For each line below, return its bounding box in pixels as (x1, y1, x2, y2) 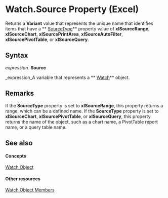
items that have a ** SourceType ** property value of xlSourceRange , (5, 25, 150, 31)
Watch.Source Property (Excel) (5, 4, 139, 15)
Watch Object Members (5, 187, 55, 193)
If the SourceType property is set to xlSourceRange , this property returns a (5, 102, 163, 108)
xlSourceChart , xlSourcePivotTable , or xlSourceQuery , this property (5, 113, 151, 120)
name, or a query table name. (5, 124, 67, 130)
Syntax (5, 51, 28, 60)
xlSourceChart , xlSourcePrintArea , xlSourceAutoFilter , (5, 31, 123, 37)
